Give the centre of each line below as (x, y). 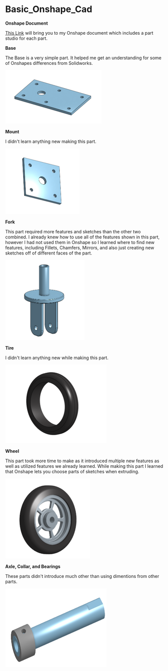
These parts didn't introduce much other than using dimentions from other (82, 576)
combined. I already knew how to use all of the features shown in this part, (82, 237)
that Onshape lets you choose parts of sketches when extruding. (72, 471)
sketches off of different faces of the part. (49, 253)
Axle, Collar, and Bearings (33, 566)
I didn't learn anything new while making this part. (57, 358)
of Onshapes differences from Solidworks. (49, 63)
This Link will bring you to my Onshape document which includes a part (79, 33)
